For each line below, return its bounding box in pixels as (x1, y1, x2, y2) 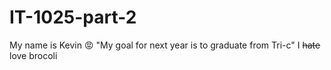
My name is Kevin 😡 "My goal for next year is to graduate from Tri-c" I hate (9, 39, 321, 51)
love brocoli (9, 49, 58, 61)
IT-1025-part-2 (9, 6, 137, 29)
